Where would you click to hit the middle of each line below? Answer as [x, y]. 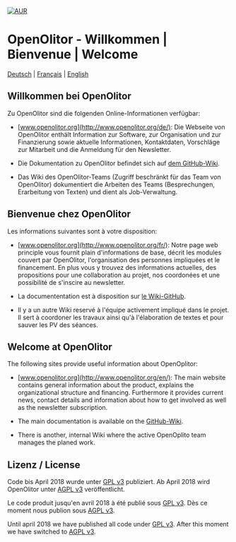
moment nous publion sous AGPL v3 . [61, 511]
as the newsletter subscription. [63, 408]
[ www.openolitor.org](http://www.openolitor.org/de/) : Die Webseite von [121, 126]
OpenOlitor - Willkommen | [87, 40]
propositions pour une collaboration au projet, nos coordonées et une [119, 275]
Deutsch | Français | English [48, 73]
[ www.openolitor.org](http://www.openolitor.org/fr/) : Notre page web [118, 245]
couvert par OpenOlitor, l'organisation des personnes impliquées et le [119, 260]
